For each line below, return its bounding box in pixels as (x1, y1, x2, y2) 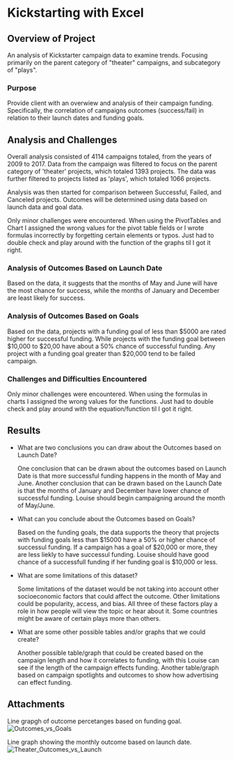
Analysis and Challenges (7, 134, 118, 145)
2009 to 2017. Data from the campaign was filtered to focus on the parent (7, 160, 218, 168)
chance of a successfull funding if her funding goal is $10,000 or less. (17, 557, 218, 566)
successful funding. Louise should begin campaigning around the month (17, 493, 225, 502)
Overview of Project (7, 33, 96, 45)
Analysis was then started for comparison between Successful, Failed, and (7, 188, 222, 196)
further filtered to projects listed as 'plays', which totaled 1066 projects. (7, 175, 211, 183)
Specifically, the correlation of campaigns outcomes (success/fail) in (7, 106, 204, 115)
